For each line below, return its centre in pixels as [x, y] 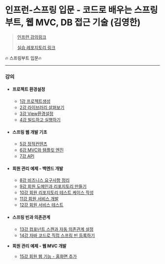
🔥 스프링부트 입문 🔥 [23, 58]
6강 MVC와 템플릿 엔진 [41, 150]
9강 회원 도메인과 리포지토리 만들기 [53, 187]
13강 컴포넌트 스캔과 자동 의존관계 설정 [56, 229]
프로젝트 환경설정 [29, 89]
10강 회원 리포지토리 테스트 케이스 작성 [56, 192]
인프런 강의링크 [32, 37]
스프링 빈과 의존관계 [31, 217]
